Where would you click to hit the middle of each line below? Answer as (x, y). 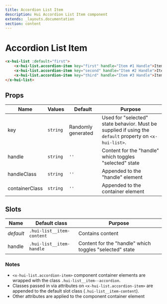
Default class (51, 223)
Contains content (98, 233)
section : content (23, 24)
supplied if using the (125, 130)
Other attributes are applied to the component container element (79, 297)
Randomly (81, 127)
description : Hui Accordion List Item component (56, 14)
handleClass (22, 174)
